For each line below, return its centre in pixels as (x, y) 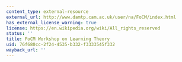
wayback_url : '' (26, 50)
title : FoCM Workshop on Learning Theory (58, 39)
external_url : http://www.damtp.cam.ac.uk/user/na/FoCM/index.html (91, 17)
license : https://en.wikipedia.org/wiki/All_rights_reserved (83, 28)
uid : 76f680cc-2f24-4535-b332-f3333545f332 (61, 45)
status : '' (20, 34)
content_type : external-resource (47, 12)
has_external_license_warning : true (51, 22)
